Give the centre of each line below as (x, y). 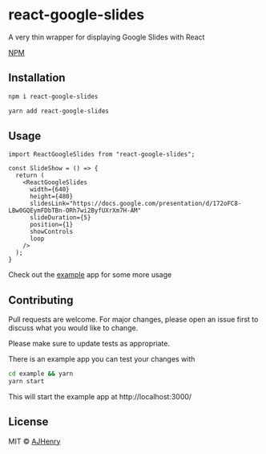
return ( (30, 176)
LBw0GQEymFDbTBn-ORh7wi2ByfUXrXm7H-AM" (75, 211)
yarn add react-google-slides (59, 111)
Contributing (41, 300)
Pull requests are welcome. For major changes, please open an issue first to (133, 320)
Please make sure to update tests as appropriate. (89, 344)
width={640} (49, 190)
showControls (51, 232)
